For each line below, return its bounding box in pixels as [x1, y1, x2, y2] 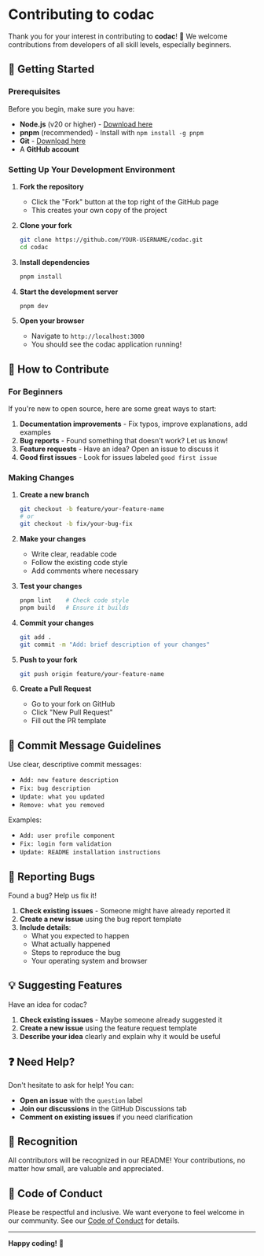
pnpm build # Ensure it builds [19, 604, 130, 611]
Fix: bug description [19, 784, 90, 793]
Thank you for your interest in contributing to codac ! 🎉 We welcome [8, 31, 228, 41]
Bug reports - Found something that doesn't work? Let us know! [19, 436, 229, 446]
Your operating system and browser [31, 957, 148, 966]
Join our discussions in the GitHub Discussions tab [19, 1104, 187, 1113]
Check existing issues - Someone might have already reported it [19, 906, 231, 916]
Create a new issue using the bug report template [19, 914, 182, 924]
